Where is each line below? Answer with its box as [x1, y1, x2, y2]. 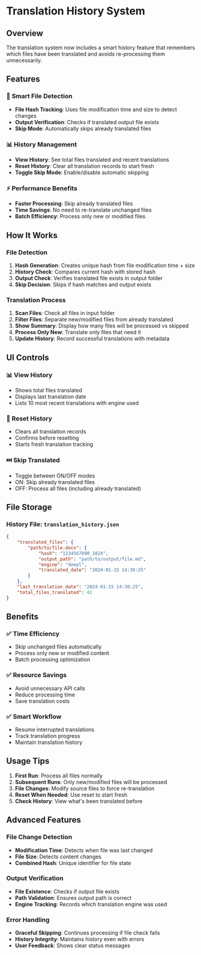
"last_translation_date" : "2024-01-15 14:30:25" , [17, 584, 144, 590]
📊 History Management [6, 140, 77, 148]
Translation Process [6, 296, 66, 304]
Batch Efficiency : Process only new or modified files [14, 213, 146, 220]
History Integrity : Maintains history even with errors [14, 936, 145, 943]
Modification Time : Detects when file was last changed [14, 846, 153, 854]
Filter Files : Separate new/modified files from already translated [14, 316, 174, 323]
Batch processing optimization [14, 656, 91, 663]
